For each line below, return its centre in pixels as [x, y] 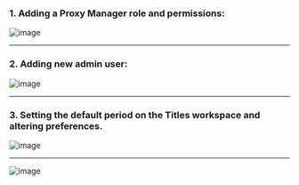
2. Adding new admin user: [69, 64]
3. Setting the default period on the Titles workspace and [135, 115]
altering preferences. [56, 125]
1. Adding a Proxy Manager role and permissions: [117, 13]
